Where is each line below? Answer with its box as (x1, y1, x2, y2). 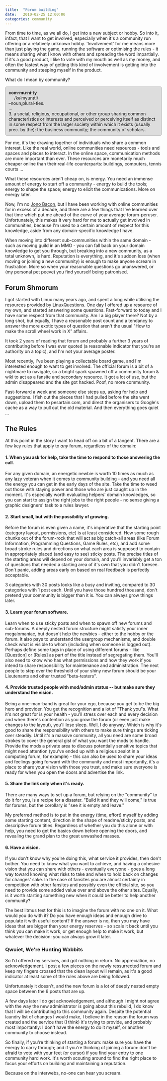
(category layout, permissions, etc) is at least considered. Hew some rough (5, 530, 159, 536)
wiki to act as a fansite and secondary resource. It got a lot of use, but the (5, 374, 157, 380)
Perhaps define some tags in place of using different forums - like (5, 647, 140, 653)
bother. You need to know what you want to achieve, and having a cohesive (5, 861, 160, 867)
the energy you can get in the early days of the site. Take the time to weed (5, 481, 158, 487)
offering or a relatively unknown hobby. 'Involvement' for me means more (5, 41, 156, 47)
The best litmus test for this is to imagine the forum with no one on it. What (5, 908, 158, 914)
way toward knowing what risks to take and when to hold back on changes (5, 871, 158, 877)
